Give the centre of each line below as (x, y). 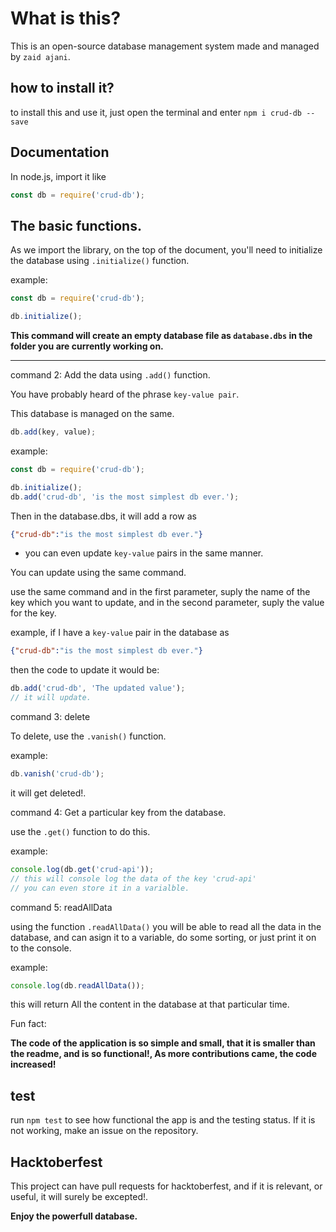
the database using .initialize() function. (100, 261)
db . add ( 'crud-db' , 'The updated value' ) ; (98, 688)
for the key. (33, 613)
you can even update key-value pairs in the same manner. (144, 553)
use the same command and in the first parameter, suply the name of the (160, 592)
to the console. (41, 948)
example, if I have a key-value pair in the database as (120, 633)
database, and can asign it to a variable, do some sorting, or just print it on (163, 937)
